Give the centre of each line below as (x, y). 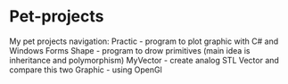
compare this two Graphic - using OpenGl (86, 70)
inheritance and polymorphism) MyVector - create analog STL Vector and (144, 60)
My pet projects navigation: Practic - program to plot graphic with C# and (144, 41)
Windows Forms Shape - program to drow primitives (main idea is (130, 50)
